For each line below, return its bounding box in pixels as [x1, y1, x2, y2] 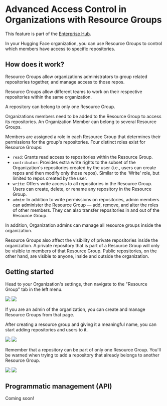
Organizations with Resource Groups [5, 14, 162, 26]
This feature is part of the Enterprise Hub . [5, 31, 91, 37]
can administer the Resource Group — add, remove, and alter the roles [12, 202, 159, 208]
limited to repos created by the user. [12, 175, 88, 181]
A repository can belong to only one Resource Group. [5, 104, 115, 110]
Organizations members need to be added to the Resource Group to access [5, 113, 161, 119]
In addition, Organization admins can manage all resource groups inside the [5, 222, 161, 228]
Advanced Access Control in [5, 4, 127, 15]
